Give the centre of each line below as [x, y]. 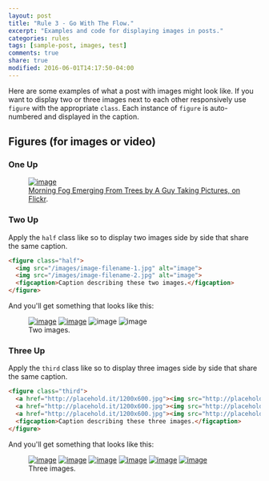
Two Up [23, 220]
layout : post [30, 16]
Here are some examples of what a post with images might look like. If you [131, 91]
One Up [23, 165]
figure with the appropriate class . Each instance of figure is [108, 108]
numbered [25, 116]
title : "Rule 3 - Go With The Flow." [71, 23]
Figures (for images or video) [82, 142]
